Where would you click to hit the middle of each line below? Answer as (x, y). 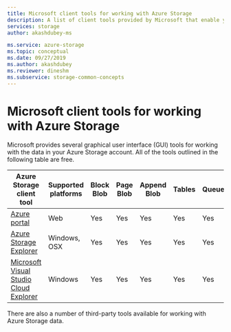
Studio (21, 280)
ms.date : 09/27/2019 (37, 58)
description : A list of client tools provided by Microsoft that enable (113, 20)
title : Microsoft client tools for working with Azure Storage (100, 13)
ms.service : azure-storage (46, 45)
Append (153, 185)
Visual (21, 271)
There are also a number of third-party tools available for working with (107, 313)
